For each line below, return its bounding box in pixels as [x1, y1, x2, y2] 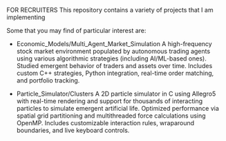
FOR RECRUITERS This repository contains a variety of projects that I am [6, 6, 214, 14]
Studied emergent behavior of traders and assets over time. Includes [16, 62, 213, 69]
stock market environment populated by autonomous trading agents [16, 47, 211, 55]
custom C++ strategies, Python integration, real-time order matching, [16, 69, 214, 77]
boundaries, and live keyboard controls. [16, 127, 130, 134]
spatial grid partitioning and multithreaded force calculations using [16, 111, 206, 120]
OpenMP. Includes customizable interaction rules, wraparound [16, 119, 195, 127]
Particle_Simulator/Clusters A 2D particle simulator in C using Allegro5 [16, 89, 216, 98]
